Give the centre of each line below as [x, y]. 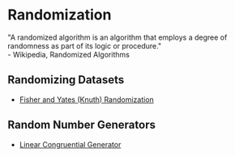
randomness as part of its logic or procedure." [85, 45]
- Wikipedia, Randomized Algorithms [69, 54]
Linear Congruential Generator [70, 144]
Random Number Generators [81, 125]
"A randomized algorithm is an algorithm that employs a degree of [117, 37]
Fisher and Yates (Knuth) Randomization [87, 100]
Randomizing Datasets [66, 80]
